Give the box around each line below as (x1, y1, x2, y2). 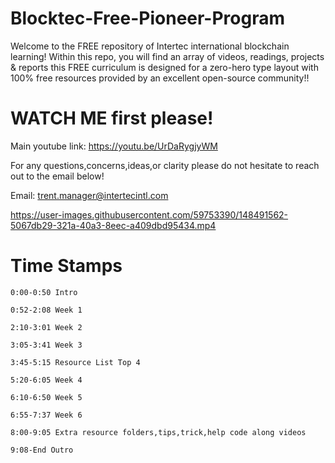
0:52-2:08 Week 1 (10, 305, 83, 315)
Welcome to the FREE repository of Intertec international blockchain (10, 40, 290, 52)
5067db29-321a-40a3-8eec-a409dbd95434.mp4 (10, 219, 217, 231)
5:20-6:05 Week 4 (10, 375, 83, 385)
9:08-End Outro (10, 445, 74, 455)
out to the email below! (10, 170, 105, 182)
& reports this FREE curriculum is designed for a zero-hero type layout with (10, 61, 319, 73)
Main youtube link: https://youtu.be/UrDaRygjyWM (10, 140, 218, 152)
